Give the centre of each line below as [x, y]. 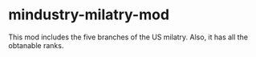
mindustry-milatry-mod [89, 15]
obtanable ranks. [36, 45]
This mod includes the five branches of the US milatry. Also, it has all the [128, 37]
